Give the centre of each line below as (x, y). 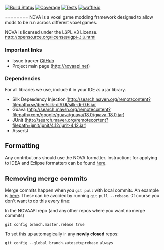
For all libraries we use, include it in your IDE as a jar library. (66, 89)
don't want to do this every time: (38, 201)
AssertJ (20, 130)
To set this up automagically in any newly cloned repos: (62, 234)
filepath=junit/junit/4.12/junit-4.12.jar (49, 125)
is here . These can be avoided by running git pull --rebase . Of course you (82, 196)
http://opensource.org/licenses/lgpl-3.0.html (50, 37)
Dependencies (23, 79)
